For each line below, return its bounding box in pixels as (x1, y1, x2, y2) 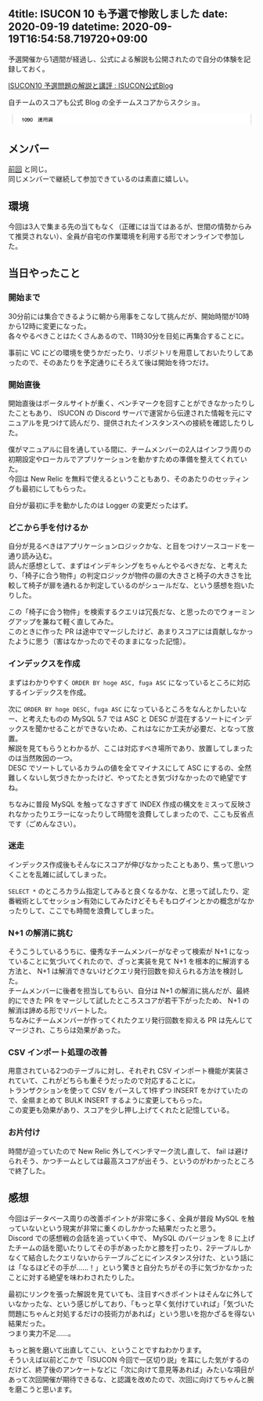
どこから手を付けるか (8, 521, 88, 532)
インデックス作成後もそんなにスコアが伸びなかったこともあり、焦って (8, 859, 234, 869)
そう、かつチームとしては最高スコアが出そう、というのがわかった (21, 1156, 234, 1165)
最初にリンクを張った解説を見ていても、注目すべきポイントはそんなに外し (8, 1289, 247, 1298)
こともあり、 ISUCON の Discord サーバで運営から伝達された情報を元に (14, 408, 246, 418)
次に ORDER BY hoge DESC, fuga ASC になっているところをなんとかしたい (8, 704, 240, 713)
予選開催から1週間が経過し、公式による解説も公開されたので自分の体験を (8, 54, 244, 64)
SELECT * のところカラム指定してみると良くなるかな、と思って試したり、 (8, 886, 243, 895)
